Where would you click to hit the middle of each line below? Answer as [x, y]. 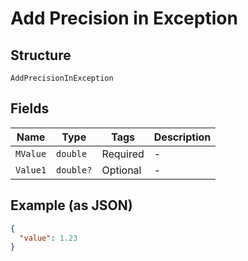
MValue [31, 153]
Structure [41, 55]
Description [182, 137]
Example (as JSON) [71, 205]
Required [123, 154]
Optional [121, 170]
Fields [30, 108]
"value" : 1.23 [48, 238]
